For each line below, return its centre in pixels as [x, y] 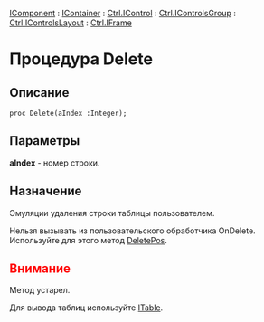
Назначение [46, 191]
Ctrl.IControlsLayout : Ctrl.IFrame [71, 23]
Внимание [40, 269]
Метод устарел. [40, 290]
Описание [39, 93]
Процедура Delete [81, 59]
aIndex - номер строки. [55, 163]
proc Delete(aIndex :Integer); [68, 113]
